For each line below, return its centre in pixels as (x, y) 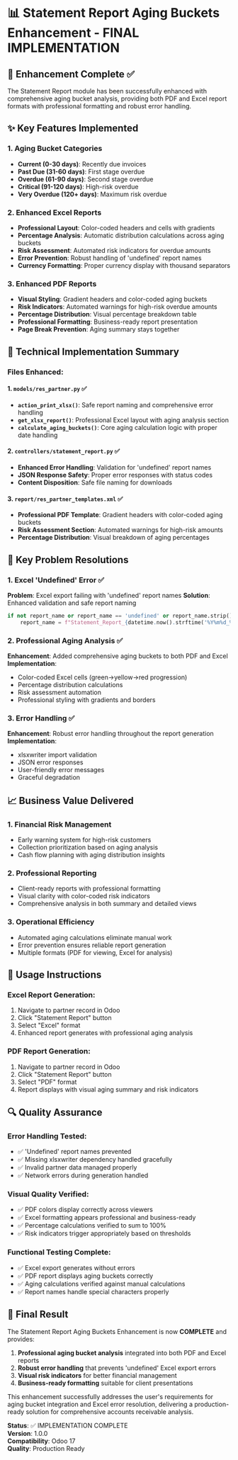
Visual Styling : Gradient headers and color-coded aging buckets (112, 299)
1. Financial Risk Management (59, 824)
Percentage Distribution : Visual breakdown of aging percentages (114, 538)
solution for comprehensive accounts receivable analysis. (110, 1411)
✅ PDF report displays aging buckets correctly (85, 1276)
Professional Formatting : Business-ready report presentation (108, 322)
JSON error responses (50, 762)
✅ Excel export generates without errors (76, 1267)
